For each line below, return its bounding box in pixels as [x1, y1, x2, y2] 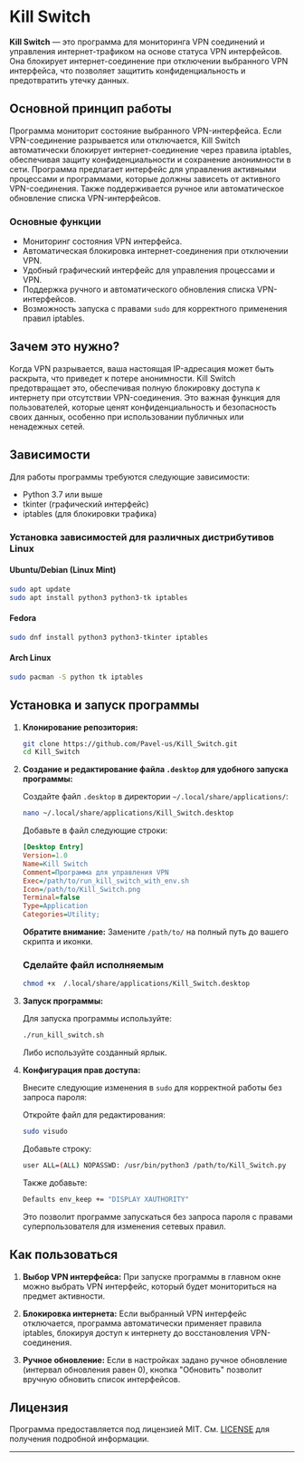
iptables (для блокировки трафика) [22, 508, 157, 518]
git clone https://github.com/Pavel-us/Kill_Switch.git [22, 739, 238, 749]
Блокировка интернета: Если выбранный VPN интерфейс [22, 1308, 247, 1319]
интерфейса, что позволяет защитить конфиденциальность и [9, 65, 246, 76]
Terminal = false [22, 893, 81, 903]
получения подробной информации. [9, 1434, 149, 1445]
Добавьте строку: [22, 1143, 92, 1154]
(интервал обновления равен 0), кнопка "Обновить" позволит [22, 1364, 262, 1375]
